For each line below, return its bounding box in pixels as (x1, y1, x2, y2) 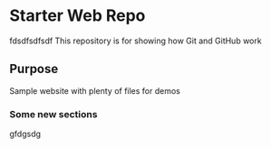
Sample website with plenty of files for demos (9, 85, 181, 96)
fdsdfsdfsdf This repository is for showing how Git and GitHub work (9, 35, 262, 46)
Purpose (9, 61, 59, 77)
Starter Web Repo (9, 5, 146, 26)
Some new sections (9, 107, 98, 120)
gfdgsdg (9, 128, 42, 140)
